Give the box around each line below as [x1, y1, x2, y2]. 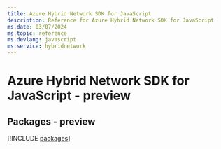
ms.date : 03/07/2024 [7, 23, 68, 30]
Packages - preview [7, 115, 96, 127]
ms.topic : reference [7, 29, 68, 37]
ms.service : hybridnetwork [7, 43, 86, 50]
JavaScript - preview [7, 88, 131, 104]
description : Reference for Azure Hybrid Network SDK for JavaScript [7, 17, 215, 24]
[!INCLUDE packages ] [7, 134, 71, 142]
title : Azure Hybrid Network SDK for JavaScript [7, 10, 152, 17]
